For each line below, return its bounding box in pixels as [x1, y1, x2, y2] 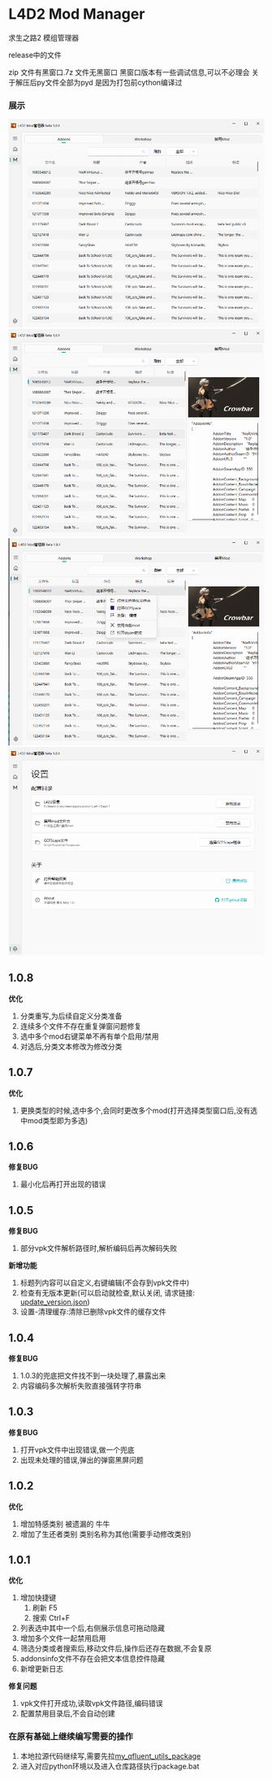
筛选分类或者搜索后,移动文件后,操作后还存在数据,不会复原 [19, 1643, 212, 1654]
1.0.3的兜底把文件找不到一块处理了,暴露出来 [19, 1371, 166, 1381]
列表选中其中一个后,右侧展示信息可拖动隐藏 [19, 1623, 165, 1634]
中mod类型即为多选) [19, 1115, 89, 1126]
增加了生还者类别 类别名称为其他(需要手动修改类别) [19, 1529, 192, 1538]
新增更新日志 [19, 1664, 63, 1674]
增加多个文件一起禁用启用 [19, 1634, 106, 1643]
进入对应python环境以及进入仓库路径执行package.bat [19, 1761, 200, 1771]
